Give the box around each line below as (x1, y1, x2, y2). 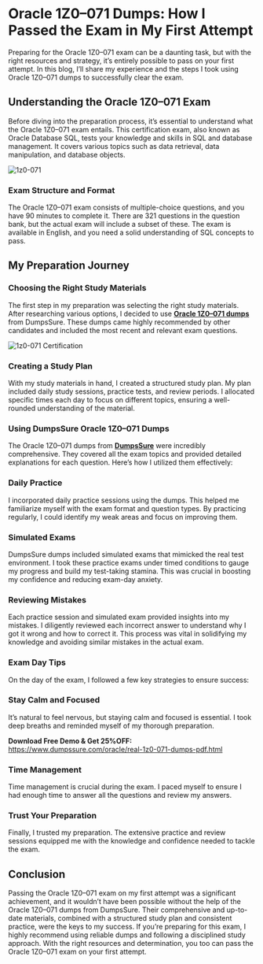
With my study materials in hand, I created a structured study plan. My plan (8, 379, 251, 388)
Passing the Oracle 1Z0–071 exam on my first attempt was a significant (8, 888, 236, 898)
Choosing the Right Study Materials (8, 283, 147, 294)
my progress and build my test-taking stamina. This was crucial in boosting (8, 566, 251, 576)
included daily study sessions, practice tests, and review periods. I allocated (8, 387, 255, 396)
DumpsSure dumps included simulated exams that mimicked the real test (8, 549, 244, 559)
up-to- (226, 905, 248, 914)
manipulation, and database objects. (8, 150, 126, 159)
